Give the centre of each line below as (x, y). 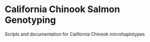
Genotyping (31, 20)
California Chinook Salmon (63, 9)
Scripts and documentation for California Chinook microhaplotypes (75, 34)
